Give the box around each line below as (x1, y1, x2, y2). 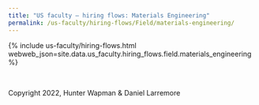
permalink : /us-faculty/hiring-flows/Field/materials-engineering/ (8, 19, 235, 27)
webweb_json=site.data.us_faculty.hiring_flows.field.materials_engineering (8, 49, 252, 58)
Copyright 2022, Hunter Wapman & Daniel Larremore (8, 88, 181, 97)
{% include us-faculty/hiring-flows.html (8, 40, 137, 50)
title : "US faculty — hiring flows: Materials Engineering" (8, 11, 211, 20)
